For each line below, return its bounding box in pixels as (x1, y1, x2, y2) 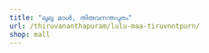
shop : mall (9, 30, 51, 39)
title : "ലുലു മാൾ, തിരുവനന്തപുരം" (9, 13, 133, 22)
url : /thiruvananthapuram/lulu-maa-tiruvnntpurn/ (9, 22, 201, 31)
